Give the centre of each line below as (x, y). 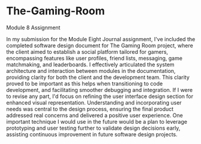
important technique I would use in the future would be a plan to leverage (97, 121)
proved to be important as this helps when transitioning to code (85, 83)
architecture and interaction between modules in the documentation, (91, 71)
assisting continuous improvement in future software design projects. (92, 134)
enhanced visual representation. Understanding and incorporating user (94, 102)
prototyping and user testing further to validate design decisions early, (93, 128)
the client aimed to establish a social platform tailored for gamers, (87, 51)
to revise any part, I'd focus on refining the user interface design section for (100, 96)
